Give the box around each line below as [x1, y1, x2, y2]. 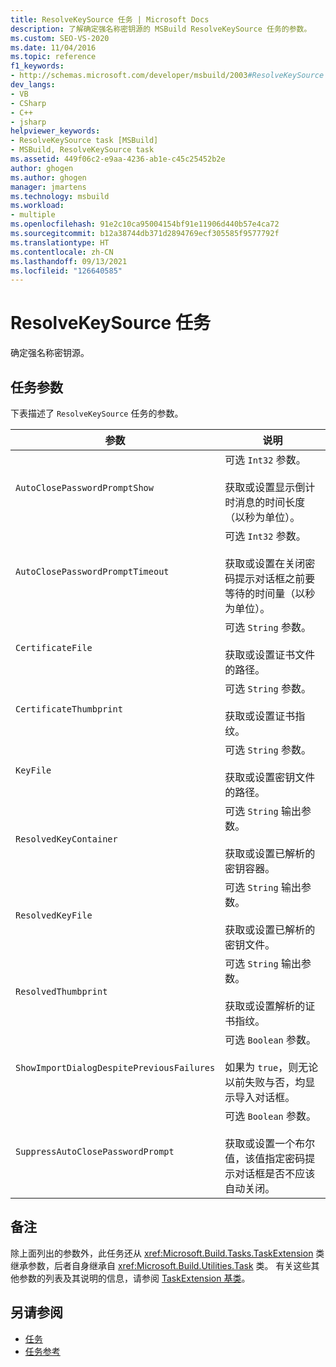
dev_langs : [10, 80, 56, 90]
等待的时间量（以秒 [224, 587, 316, 600]
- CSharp [10, 98, 47, 108]
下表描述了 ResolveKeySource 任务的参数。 [10, 407, 184, 419]
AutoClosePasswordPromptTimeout [15, 566, 170, 577]
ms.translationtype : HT [10, 237, 110, 248]
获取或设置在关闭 [224, 557, 306, 570]
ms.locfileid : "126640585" [10, 266, 123, 276]
